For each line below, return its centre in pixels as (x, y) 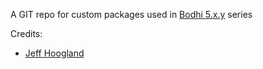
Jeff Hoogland (54, 53)
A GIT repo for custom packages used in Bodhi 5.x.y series (131, 14)
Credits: (26, 33)
